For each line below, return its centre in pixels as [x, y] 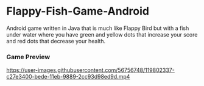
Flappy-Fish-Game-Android [78, 11]
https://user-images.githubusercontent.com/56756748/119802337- [90, 70]
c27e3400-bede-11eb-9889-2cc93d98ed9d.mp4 [68, 77]
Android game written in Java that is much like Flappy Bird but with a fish [98, 28]
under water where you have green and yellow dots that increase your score [102, 34]
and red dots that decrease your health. [56, 41]
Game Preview [28, 57]
